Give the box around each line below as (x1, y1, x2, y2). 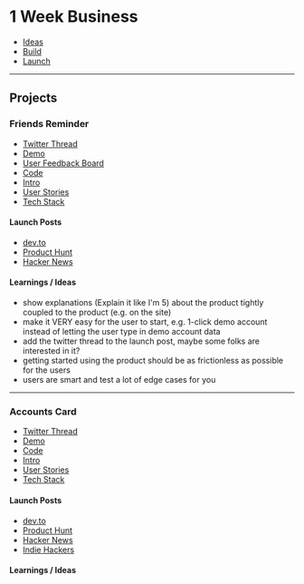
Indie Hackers (22, 544, 75, 555)
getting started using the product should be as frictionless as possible (22, 355, 284, 366)
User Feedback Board (22, 157, 104, 169)
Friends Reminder (9, 118, 90, 131)
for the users (22, 365, 71, 375)
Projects (9, 91, 58, 106)
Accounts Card (9, 405, 77, 418)
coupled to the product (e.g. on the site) (22, 307, 172, 318)
